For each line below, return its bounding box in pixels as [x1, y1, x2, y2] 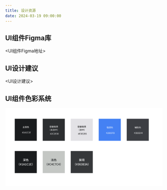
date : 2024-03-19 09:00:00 [5, 13, 61, 18]
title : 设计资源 [5, 8, 36, 13]
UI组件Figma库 [5, 33, 51, 42]
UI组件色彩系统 [5, 94, 51, 102]
